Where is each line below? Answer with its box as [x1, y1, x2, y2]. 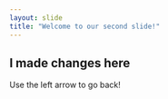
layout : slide [9, 13, 64, 23]
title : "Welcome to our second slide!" [9, 22, 161, 31]
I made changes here [9, 55, 131, 71]
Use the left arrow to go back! [9, 79, 121, 91]
